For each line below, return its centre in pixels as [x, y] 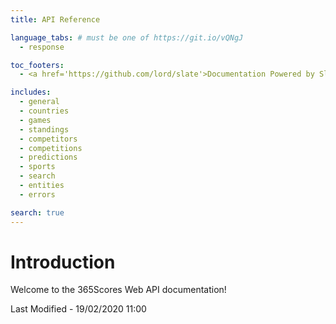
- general [39, 102]
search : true [37, 212]
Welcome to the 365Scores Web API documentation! [118, 290]
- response [42, 47]
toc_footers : [37, 65]
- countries [44, 111]
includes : [31, 92]
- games [35, 120]
